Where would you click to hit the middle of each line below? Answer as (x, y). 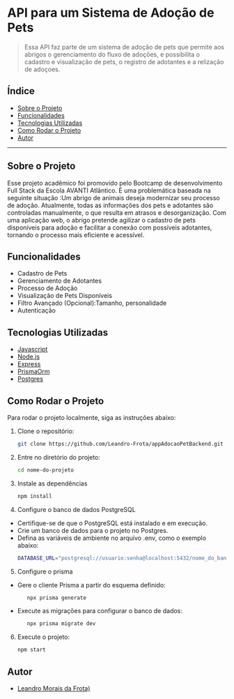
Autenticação (36, 310)
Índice (21, 91)
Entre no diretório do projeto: (59, 457)
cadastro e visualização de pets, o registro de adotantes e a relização (124, 61)
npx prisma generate (57, 598)
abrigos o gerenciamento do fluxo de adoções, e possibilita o (112, 54)
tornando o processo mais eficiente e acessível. (76, 234)
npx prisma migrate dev (61, 624)
